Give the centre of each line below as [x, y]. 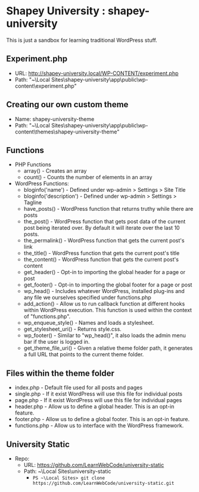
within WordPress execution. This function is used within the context [108, 310]
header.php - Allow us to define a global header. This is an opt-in [94, 407]
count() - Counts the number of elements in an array [88, 178]
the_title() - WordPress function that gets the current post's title [102, 253]
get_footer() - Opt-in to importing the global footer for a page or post [108, 285]
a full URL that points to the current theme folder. [84, 354]
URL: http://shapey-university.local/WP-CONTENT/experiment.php [97, 73]
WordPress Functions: [42, 183]
